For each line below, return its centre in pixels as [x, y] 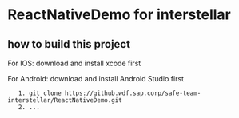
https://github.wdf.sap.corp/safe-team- [133, 93]
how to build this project [69, 44]
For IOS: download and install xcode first [74, 63]
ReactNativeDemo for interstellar [119, 15]
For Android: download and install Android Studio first [96, 79]
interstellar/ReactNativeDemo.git [65, 100]
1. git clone [40, 93]
